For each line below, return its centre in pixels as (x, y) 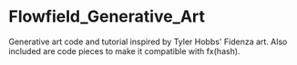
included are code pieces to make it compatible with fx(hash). (124, 51)
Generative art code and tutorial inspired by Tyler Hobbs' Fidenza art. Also (148, 42)
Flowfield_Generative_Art (107, 17)
